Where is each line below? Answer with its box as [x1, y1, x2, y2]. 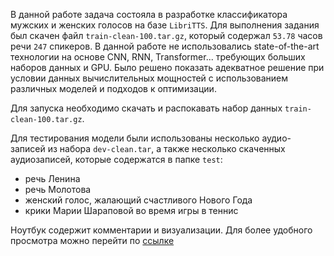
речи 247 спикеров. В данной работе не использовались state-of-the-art [10, 40, 320, 52]
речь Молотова [24, 184, 92, 195]
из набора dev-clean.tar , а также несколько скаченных [47, 143, 286, 154]
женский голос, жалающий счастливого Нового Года [24, 194, 253, 206]
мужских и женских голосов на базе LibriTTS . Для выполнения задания [10, 19, 320, 31]
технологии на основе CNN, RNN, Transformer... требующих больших [10, 51, 306, 63]
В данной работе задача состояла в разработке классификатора [10, 9, 288, 20]
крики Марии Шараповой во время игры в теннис [24, 205, 239, 216]
